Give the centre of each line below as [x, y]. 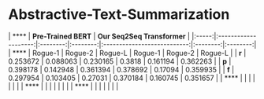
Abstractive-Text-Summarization [119, 15]
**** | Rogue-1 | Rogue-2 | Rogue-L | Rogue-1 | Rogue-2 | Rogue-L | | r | [129, 53]
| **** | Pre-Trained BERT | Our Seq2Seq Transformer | [99, 36]
